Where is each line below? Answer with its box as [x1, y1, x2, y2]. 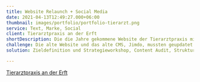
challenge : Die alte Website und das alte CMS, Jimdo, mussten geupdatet [6, 42, 193, 48]
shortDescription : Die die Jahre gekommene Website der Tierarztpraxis [6, 36, 187, 42]
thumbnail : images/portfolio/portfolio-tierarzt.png [6, 20, 140, 26]
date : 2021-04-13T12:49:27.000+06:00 [6, 14, 100, 20]
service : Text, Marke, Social [6, 25, 82, 31]
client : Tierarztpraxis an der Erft [6, 31, 97, 37]
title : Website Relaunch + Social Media [6, 8, 108, 15]
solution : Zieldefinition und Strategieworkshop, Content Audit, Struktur [6, 48, 196, 53]
